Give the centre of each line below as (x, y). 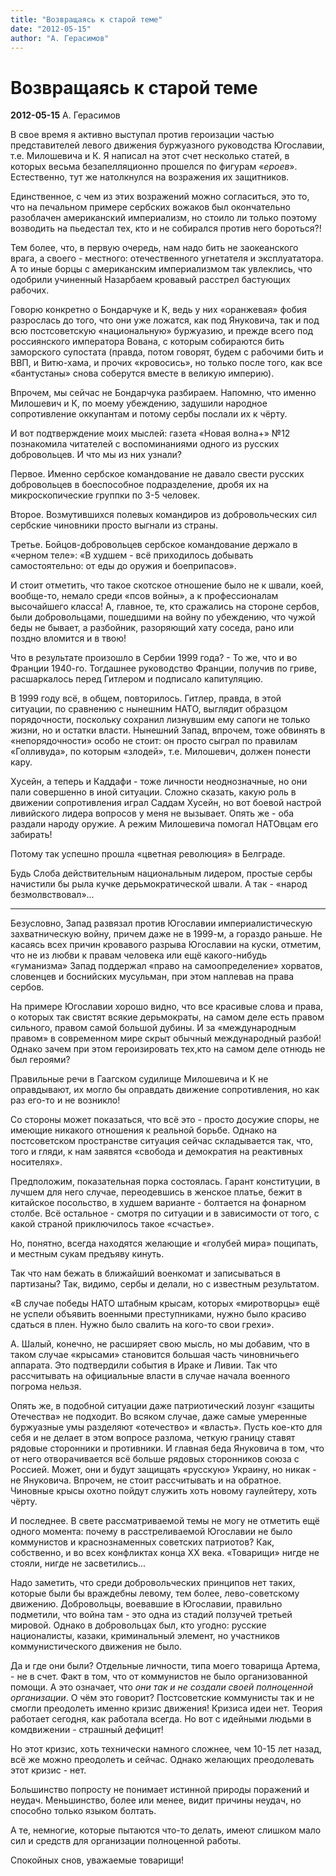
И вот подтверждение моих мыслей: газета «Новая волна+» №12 (150, 433)
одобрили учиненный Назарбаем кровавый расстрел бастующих (150, 280)
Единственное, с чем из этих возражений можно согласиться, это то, (160, 197)
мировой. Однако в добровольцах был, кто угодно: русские (138, 1625)
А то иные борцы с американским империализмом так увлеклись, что (161, 269)
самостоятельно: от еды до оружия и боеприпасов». (123, 566)
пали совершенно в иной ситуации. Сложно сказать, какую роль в (153, 792)
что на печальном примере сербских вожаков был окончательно (150, 207)
